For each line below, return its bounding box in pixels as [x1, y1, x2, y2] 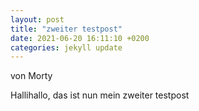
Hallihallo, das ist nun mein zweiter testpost [10, 89, 190, 101]
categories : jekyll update [10, 42, 123, 53]
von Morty [10, 70, 53, 82]
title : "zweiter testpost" [10, 24, 123, 34]
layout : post [10, 14, 65, 25]
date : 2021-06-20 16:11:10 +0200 [10, 33, 150, 43]
